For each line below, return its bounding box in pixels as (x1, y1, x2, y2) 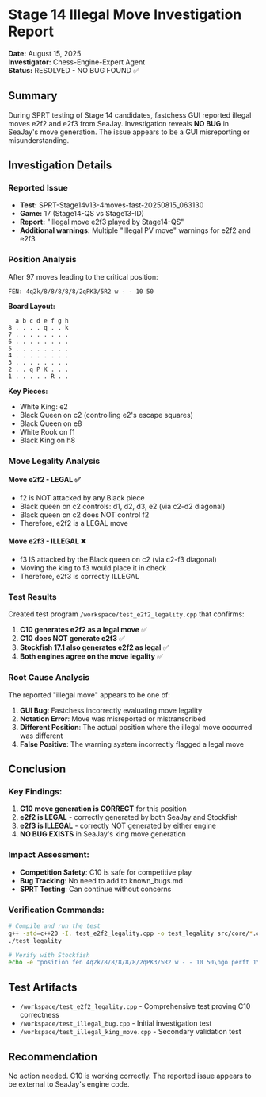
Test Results (8, 591, 57, 602)
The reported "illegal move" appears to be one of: (8, 689, 170, 700)
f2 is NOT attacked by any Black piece (19, 492, 145, 502)
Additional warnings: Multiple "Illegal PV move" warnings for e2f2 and (19, 226, 251, 235)
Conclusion (8, 763, 66, 776)
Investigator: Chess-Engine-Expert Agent (8, 57, 145, 67)
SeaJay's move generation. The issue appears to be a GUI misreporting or (8, 127, 250, 137)
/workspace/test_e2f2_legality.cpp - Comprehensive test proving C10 (19, 1002, 251, 1011)
